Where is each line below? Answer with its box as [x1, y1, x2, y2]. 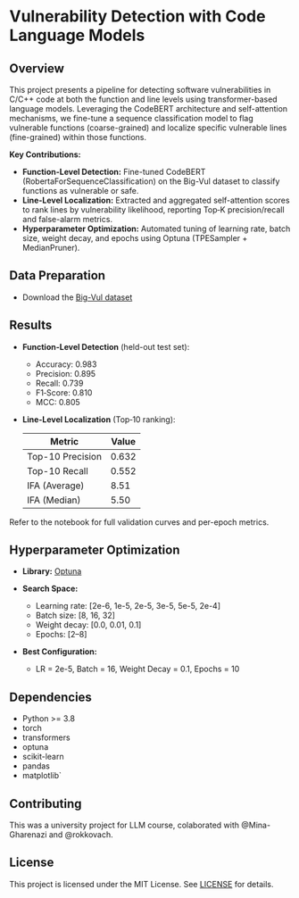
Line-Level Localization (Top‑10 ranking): [21, 413, 176, 425]
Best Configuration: [21, 646, 97, 657]
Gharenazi [9, 829, 47, 840]
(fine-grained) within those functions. [9, 132, 147, 142]
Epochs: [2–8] [35, 629, 87, 640]
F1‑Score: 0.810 [35, 387, 93, 398]
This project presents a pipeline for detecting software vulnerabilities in [9, 85, 271, 95]
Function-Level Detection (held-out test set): [21, 341, 190, 352]
